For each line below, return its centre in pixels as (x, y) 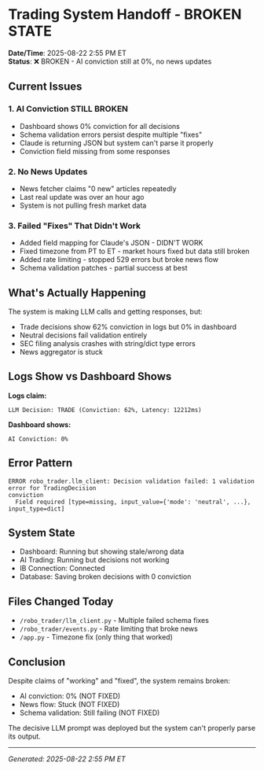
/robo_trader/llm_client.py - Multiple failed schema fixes (114, 621)
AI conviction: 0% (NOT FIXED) (70, 696)
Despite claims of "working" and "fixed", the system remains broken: (119, 681)
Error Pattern (40, 463)
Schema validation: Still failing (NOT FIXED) (90, 713)
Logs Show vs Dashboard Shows (90, 376)
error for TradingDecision (52, 488)
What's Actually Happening (77, 293)
